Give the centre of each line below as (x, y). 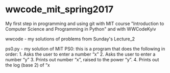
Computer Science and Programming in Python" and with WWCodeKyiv (81, 29)
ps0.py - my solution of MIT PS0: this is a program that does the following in (85, 48)
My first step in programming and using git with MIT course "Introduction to (85, 23)
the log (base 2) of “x (28, 65)
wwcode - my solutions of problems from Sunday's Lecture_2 (70, 39)
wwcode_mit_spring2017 (59, 9)
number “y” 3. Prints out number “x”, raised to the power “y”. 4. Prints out (82, 59)
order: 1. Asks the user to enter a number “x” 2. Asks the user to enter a (80, 54)
